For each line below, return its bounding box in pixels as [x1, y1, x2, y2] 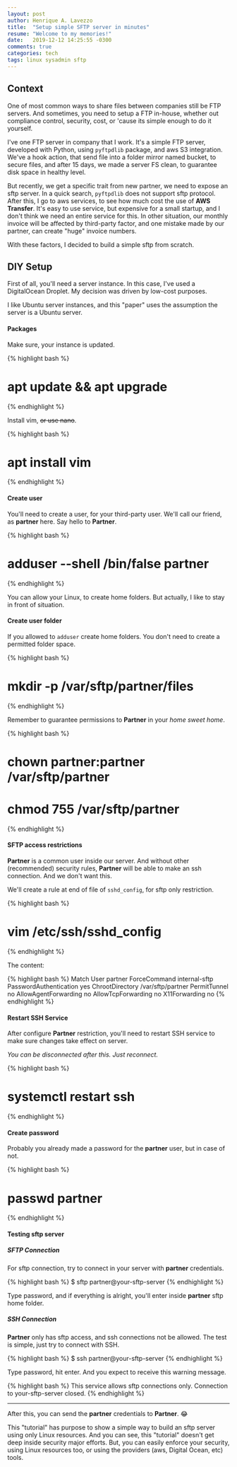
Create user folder [7, 616, 62, 625]
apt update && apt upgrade [7, 379, 168, 395]
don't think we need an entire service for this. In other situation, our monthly [7, 212, 229, 220]
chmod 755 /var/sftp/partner [7, 801, 180, 817]
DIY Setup [7, 260, 53, 272]
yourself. [7, 124, 33, 132]
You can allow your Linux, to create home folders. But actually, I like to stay [7, 592, 225, 602]
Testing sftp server [7, 1229, 65, 1238]
